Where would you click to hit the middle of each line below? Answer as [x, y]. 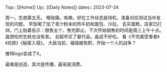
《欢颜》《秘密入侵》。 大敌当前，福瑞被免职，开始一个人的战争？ [71, 43]
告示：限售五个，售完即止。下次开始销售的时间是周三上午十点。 [98, 30]
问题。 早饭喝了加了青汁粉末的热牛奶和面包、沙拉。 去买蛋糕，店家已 [86, 24]
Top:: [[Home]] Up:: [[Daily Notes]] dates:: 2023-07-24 [62, 7]
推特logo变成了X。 [25, 53]
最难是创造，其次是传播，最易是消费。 [45, 64]
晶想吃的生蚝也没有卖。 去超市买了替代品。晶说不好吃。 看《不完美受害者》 [82, 37]
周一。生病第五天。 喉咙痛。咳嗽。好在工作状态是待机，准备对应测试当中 [81, 18]
